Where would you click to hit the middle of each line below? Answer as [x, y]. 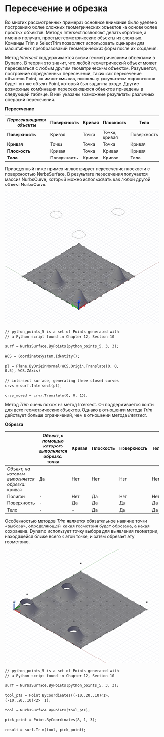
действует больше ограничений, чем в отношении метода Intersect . [76, 415]
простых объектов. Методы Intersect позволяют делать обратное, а [76, 32]
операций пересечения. [30, 99]
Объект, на [19, 469]
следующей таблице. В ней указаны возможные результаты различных [80, 94]
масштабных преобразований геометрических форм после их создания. [81, 48]
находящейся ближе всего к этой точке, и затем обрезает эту [70, 537]
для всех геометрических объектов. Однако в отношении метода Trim [79, 410]
